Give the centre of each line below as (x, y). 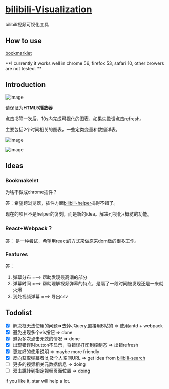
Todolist (19, 313)
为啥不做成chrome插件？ (31, 192)
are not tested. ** (24, 68)
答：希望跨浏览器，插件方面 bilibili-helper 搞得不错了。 (62, 203)
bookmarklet (19, 53)
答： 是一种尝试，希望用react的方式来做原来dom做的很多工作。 (72, 241)
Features (17, 254)
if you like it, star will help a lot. (38, 381)
